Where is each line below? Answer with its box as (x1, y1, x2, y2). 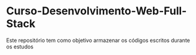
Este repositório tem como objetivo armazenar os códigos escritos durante (6, 36, 190, 44)
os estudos (6, 43, 34, 50)
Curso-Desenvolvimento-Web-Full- (6, 4, 187, 18)
